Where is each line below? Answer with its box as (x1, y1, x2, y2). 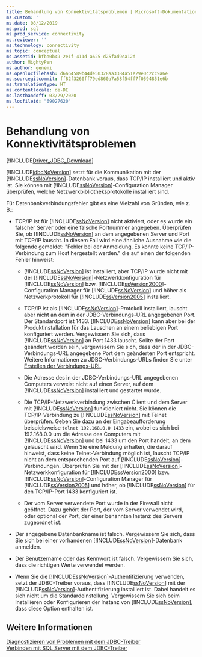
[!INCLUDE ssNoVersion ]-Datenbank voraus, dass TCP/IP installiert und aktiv (6, 175, 195, 182)
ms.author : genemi (6, 64, 52, 71)
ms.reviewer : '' (6, 37, 47, 43)
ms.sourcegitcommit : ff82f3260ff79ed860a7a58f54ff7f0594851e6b (6, 76, 168, 82)
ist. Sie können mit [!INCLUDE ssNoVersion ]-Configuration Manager (6, 181, 173, 188)
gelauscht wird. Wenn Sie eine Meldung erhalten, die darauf (23, 443, 173, 450)
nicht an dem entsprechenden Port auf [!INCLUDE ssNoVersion (23, 455, 179, 463)
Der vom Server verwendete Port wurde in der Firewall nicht (23, 499, 173, 507)
